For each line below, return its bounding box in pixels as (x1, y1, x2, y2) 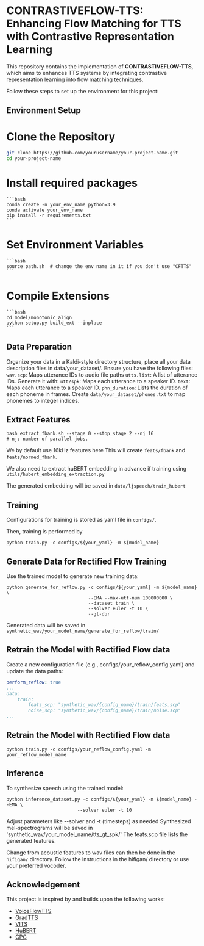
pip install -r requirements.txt (6, 212, 91, 218)
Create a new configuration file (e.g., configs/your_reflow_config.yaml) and (6, 660, 195, 668)
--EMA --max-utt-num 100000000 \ (88, 595, 173, 601)
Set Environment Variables (6, 238, 144, 252)
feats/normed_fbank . (6, 453, 57, 461)
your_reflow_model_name (6, 751, 67, 757)
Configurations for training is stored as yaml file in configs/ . (6, 516, 157, 524)
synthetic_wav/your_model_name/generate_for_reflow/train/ (6, 628, 160, 635)
